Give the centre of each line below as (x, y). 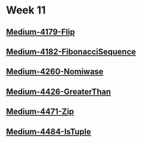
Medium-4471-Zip (40, 112)
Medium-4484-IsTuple (49, 132)
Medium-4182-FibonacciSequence (71, 51)
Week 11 (26, 10)
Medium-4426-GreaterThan (58, 92)
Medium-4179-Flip (40, 32)
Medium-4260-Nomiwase (55, 72)
